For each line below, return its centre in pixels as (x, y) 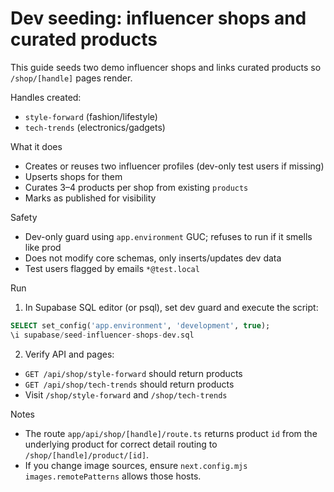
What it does (36, 146)
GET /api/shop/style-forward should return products (133, 373)
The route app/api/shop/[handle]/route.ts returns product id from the (171, 433)
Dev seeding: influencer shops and (158, 18)
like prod (43, 247)
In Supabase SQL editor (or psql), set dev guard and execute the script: (171, 307)
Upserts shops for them (73, 176)
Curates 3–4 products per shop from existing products (136, 187)
